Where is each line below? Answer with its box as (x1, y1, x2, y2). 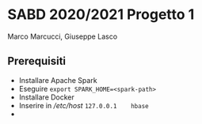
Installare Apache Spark (18, 75, 97, 85)
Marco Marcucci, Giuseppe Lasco (7, 32, 118, 41)
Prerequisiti (7, 54, 67, 68)
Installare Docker (18, 92, 74, 102)
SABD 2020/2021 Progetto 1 (7, 6, 195, 24)
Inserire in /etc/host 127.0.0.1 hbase (18, 100, 149, 110)
